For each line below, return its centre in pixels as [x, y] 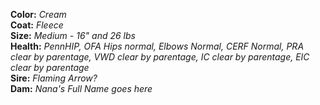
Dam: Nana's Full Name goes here [81, 88]
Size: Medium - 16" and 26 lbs [73, 35]
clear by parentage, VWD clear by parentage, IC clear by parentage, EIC [160, 57]
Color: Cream [38, 14]
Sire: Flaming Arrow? [54, 78]
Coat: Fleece [37, 25]
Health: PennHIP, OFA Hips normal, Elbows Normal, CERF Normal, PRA [157, 46]
